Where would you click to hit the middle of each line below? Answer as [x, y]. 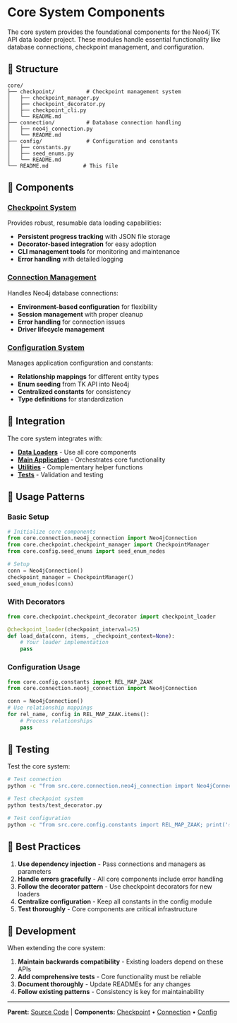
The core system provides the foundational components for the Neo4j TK [114, 32]
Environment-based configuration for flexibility [87, 306]
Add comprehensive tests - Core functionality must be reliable [109, 977]
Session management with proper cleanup [80, 314]
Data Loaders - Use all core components [77, 452]
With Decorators [36, 602]
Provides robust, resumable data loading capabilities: [84, 223]
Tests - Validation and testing [60, 474]
